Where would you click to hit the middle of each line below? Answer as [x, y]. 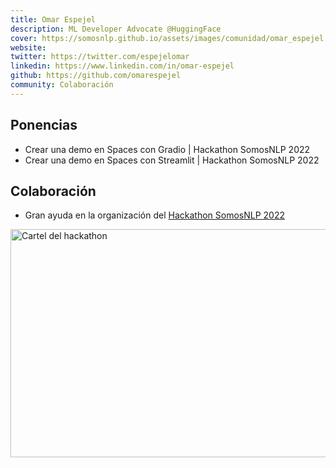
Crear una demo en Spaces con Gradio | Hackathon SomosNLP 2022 [167, 149]
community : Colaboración [62, 85]
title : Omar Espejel [53, 19]
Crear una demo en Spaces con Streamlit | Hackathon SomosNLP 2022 [172, 160]
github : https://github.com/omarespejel [96, 76]
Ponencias [44, 125]
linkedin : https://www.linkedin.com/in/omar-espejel [122, 66]
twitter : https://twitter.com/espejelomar [100, 57]
